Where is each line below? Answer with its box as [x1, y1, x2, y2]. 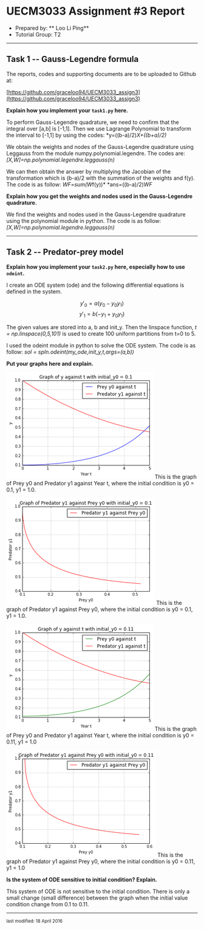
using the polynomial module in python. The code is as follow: [6, 217, 161, 224]
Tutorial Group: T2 [15, 30, 61, 38]
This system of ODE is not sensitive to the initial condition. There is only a [6, 888, 190, 895]
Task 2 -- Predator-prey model [6, 247, 124, 258]
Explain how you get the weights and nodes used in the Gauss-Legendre [6, 193, 193, 200]
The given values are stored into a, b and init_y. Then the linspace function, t [6, 324, 197, 331]
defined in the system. [6, 287, 63, 295]
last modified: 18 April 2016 [6, 918, 63, 925]
